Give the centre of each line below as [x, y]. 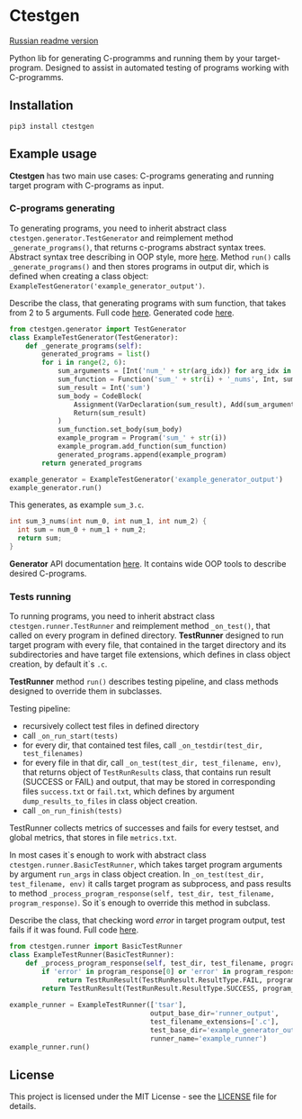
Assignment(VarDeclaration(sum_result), [150, 405]
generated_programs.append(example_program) [142, 455]
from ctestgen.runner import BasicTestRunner [96, 947]
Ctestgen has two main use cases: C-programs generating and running [142, 176]
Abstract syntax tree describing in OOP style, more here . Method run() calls [150, 257]
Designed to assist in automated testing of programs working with [167, 68]
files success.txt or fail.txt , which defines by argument [129, 791]
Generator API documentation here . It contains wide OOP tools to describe [148, 563]
